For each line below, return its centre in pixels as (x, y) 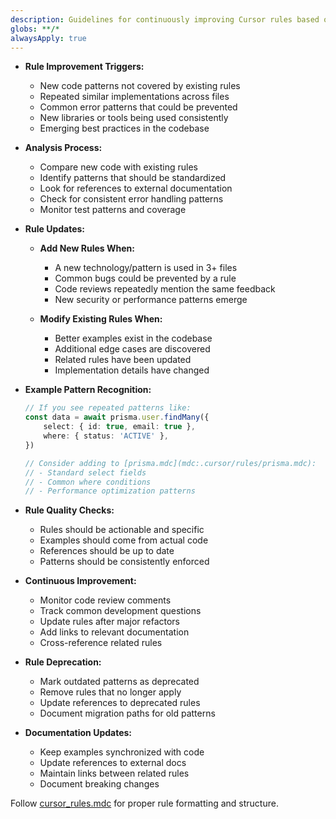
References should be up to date (107, 551)
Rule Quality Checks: (69, 510)
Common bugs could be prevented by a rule (145, 278)
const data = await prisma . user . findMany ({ (117, 417)
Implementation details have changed (132, 370)
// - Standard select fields (85, 472)
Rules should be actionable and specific (122, 530)
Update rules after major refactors (110, 622)
